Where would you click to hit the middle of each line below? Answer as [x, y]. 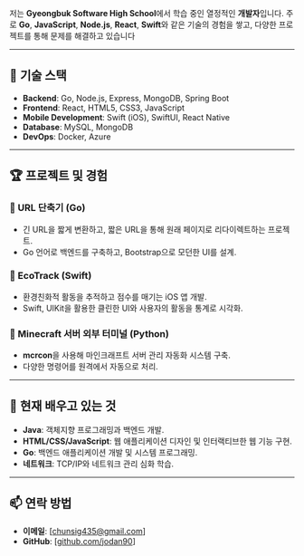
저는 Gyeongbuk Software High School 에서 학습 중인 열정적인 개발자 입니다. [147, 13]
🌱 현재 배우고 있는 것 [63, 406]
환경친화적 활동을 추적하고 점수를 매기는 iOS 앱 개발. [114, 296]
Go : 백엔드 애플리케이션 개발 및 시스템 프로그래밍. [110, 452]
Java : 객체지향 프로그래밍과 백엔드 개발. [93, 429]
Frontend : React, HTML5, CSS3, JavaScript [104, 108]
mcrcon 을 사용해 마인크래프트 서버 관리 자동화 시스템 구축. [126, 355]
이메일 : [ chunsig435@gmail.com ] [84, 531]
